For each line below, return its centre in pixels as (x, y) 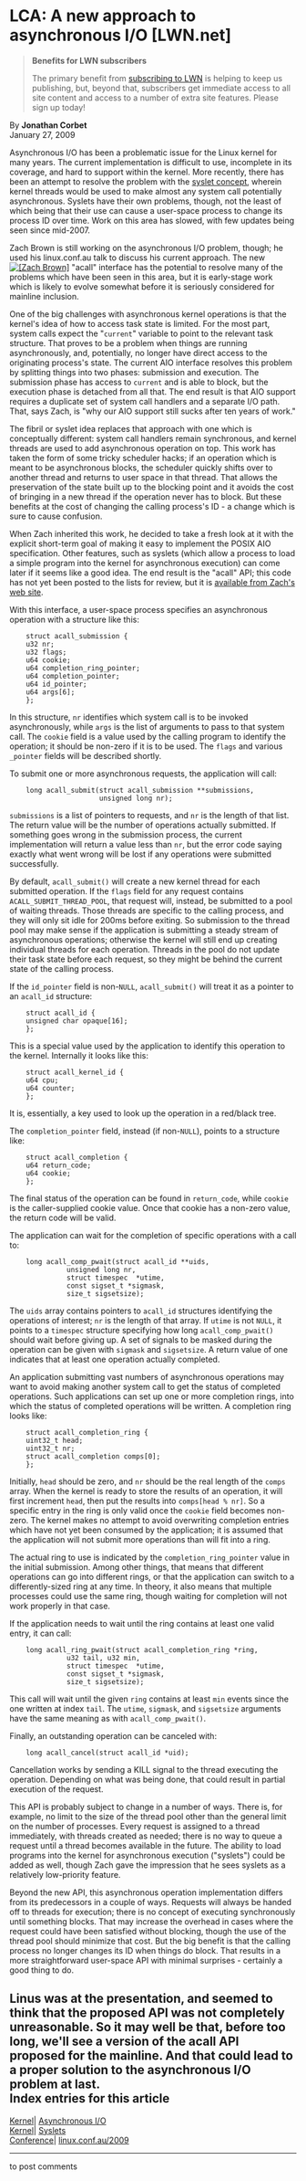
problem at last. (55, 2085)
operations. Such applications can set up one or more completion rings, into (152, 1396)
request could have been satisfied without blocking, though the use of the (148, 1931)
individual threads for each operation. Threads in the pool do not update (145, 949)
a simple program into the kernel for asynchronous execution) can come (145, 563)
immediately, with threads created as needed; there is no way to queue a (146, 1836)
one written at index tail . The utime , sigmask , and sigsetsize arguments (145, 1708)
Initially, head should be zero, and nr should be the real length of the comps (148, 1481)
